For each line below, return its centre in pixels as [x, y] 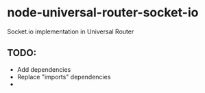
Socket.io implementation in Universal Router [71, 31]
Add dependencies [44, 69]
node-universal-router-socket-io [103, 13]
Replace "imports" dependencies [64, 77]
